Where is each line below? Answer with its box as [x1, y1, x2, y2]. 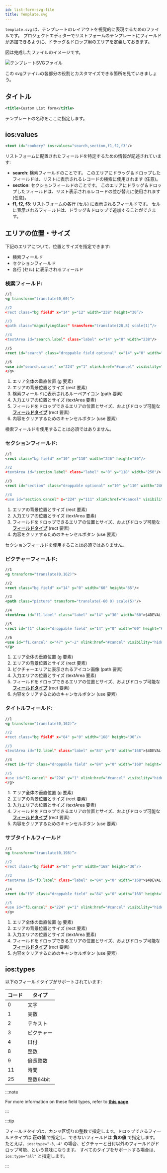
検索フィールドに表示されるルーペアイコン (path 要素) [12, 391, 123, 397]
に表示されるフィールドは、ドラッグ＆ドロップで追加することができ [12, 207, 152, 213]
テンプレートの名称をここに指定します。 [5, 115, 88, 122]
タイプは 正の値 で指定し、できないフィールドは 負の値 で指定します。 [13, 1134, 158, 1140]
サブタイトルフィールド [5, 835, 61, 841]
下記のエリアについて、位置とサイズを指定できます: [5, 243, 111, 249]
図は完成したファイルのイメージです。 [5, 49, 83, 55]
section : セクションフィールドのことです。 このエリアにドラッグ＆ [12, 182, 149, 188]
